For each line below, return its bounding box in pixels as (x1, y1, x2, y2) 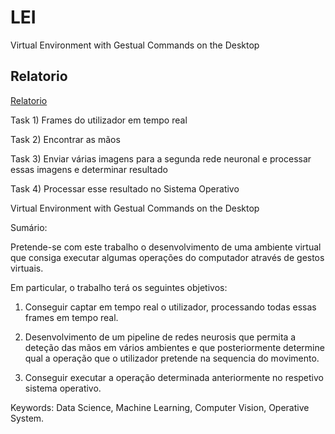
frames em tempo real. (24, 311, 119, 323)
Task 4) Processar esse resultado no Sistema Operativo (10, 182, 240, 195)
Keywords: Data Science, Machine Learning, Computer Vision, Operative (10, 401, 310, 413)
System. (10, 412, 45, 424)
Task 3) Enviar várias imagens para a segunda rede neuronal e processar (10, 152, 312, 165)
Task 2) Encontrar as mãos (10, 133, 121, 145)
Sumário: (10, 221, 48, 233)
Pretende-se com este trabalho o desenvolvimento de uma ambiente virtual (10, 241, 322, 253)
